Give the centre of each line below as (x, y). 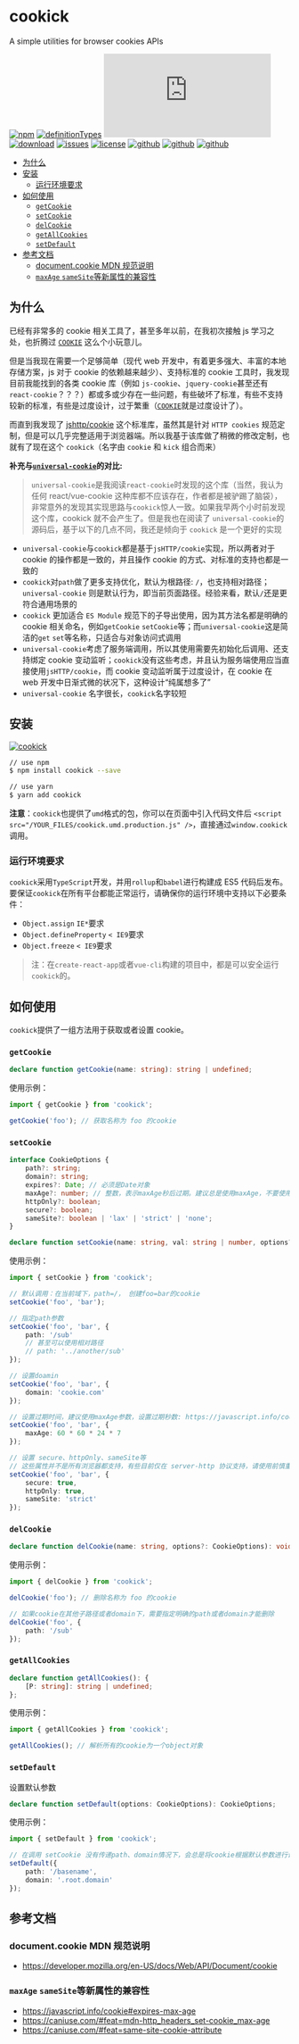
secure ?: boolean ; (59, 1210)
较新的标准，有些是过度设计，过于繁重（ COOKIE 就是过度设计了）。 (128, 405)
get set (51, 638)
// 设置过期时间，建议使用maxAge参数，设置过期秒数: (96, 1417)
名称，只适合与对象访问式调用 (126, 637)
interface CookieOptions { (59, 1160)
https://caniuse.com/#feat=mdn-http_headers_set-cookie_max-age (146, 2020)
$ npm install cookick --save (65, 771)
